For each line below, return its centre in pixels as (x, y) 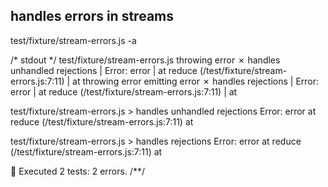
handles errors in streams (92, 16)
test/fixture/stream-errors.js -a (73, 40)
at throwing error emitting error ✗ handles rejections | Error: (196, 81)
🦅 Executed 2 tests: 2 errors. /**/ (78, 171)
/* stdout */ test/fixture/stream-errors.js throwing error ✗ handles (145, 60)
